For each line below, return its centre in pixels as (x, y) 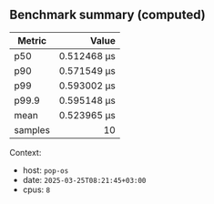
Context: (25, 152)
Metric (32, 40)
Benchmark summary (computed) (108, 15)
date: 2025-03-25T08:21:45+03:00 (84, 179)
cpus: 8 (36, 189)
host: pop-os (46, 170)
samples (32, 129)
